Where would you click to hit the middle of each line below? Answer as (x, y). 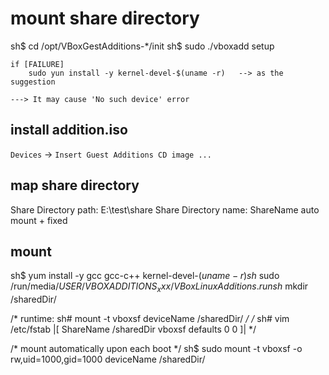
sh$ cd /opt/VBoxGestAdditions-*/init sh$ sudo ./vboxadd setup (142, 46)
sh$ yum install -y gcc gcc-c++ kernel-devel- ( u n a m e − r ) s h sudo (145, 276)
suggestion (33, 82)
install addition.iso (69, 130)
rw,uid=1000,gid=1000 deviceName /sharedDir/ (108, 359)
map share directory (75, 185)
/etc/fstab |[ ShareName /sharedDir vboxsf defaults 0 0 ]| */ (133, 329)
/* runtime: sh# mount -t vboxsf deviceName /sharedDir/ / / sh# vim (150, 319)
